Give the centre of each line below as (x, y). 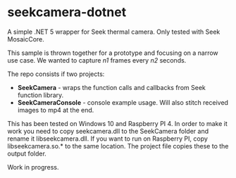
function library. (41, 95)
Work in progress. (33, 167)
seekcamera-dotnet (67, 12)
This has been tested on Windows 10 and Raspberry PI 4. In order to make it (117, 123)
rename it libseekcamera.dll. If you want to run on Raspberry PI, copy (107, 139)
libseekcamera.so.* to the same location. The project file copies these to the (118, 146)
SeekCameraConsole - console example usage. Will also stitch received (123, 102)
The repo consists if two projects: (56, 74)
